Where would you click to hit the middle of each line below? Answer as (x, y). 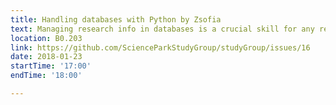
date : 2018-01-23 (46, 57)
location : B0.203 (46, 38)
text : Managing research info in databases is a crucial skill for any (162, 29)
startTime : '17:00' (51, 66)
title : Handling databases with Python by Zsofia (116, 19)
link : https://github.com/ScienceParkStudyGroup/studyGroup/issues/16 (160, 47)
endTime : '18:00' (46, 76)
